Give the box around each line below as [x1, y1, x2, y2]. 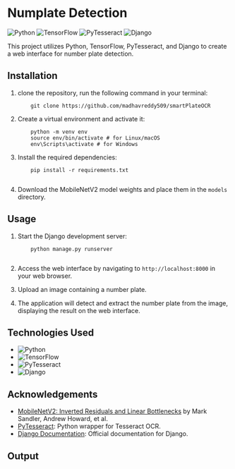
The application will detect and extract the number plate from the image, [17, 298, 228, 307]
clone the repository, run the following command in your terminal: [17, 88, 208, 97]
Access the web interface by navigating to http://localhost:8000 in [17, 264, 216, 272]
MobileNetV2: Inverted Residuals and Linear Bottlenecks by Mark [17, 407, 207, 415]
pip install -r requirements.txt [30, 166, 129, 173]
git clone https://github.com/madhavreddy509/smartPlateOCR [30, 102, 211, 109]
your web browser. [17, 272, 73, 280]
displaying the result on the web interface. [17, 306, 140, 315]
